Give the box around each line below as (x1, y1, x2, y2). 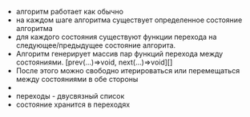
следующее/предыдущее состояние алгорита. (15, 41, 176, 50)
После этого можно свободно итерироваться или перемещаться (15, 66, 240, 75)
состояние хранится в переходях (15, 99, 131, 109)
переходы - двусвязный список (15, 92, 125, 100)
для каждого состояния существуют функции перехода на (15, 32, 217, 41)
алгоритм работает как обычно (15, 7, 124, 16)
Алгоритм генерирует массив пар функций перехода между (15, 49, 224, 58)
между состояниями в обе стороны (15, 75, 139, 84)
